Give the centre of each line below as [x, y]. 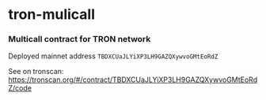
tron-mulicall [52, 15]
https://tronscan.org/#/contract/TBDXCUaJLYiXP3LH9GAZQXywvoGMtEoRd [133, 80]
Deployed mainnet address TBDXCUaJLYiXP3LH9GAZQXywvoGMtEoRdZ [113, 56]
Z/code [20, 88]
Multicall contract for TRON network [80, 39]
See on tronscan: [36, 72]
